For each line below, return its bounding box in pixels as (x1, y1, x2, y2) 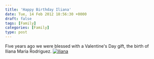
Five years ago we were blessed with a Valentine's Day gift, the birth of (5, 43, 149, 49)
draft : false (5, 16, 32, 21)
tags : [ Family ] (5, 20, 36, 26)
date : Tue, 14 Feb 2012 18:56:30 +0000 (5, 12, 87, 17)
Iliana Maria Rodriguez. (5, 48, 52, 54)
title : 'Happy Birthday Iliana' (5, 7, 71, 12)
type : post (5, 30, 28, 35)
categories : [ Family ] (5, 25, 50, 30)
